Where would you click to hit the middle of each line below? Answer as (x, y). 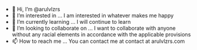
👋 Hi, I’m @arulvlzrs (36, 9)
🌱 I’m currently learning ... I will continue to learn (71, 22)
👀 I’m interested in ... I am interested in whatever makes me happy (93, 15)
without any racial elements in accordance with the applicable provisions (101, 35)
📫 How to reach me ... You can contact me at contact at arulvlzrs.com (98, 41)
